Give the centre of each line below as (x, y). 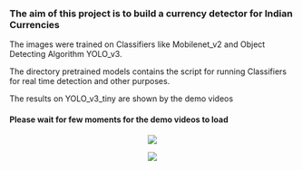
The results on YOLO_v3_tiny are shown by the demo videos (122, 99)
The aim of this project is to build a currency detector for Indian (151, 14)
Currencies (35, 24)
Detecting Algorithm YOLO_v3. (66, 54)
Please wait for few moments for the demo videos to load (119, 119)
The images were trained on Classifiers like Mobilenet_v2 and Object (137, 44)
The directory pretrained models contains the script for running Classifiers (148, 71)
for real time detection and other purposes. (90, 81)
